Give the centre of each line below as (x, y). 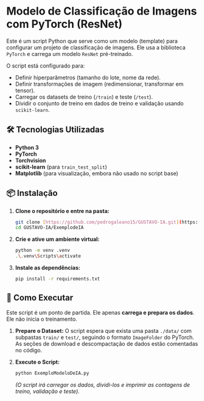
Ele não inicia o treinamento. (42, 319)
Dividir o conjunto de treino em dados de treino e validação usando (99, 103)
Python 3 (27, 147)
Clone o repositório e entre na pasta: (62, 211)
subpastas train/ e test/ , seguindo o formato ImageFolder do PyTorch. (105, 337)
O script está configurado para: (46, 66)
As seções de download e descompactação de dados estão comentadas (107, 343)
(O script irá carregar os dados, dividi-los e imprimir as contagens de (103, 385)
